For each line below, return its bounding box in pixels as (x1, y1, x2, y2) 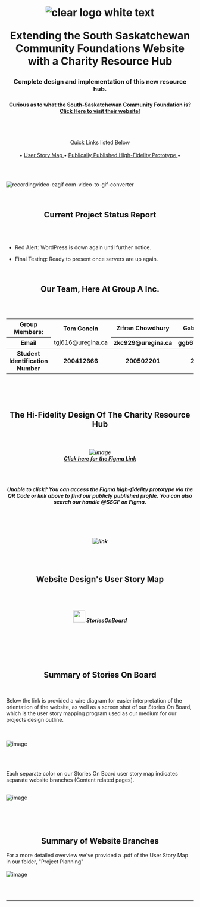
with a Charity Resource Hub (27, 54, 173, 68)
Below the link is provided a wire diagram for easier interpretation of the (6, 697, 183, 704)
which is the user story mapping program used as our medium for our (6, 710, 177, 717)
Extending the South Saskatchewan (10, 29, 190, 42)
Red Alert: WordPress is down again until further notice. (14, 243, 152, 251)
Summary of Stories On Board (43, 670, 157, 680)
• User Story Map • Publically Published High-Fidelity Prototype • (19, 151, 181, 158)
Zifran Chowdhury (115, 324, 170, 332)
